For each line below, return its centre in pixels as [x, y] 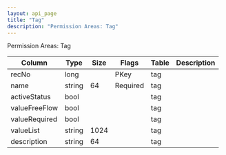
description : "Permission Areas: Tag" [63, 26]
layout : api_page [32, 13]
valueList [25, 130]
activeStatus [31, 97]
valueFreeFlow [34, 108]
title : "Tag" [26, 20]
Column [34, 63]
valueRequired [34, 119]
